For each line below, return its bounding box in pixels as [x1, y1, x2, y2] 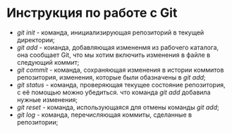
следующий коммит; [16, 58, 80, 66]
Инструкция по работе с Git [6, 5, 178, 21]
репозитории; [16, 118, 59, 126]
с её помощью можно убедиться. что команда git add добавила [16, 88, 211, 96]
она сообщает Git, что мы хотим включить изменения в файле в [16, 51, 211, 59]
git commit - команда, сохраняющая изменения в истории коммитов [16, 65, 224, 74]
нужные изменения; [16, 95, 78, 103]
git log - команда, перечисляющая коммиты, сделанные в [16, 110, 192, 119]
